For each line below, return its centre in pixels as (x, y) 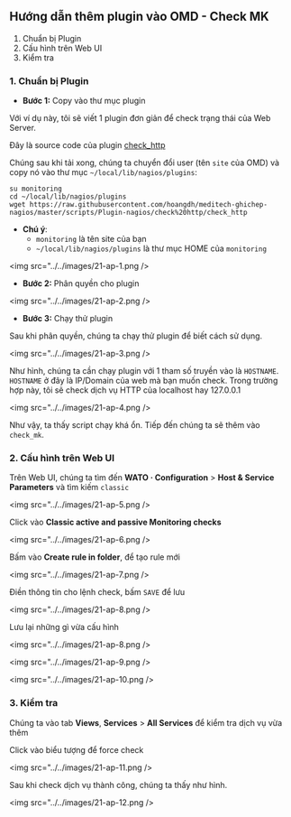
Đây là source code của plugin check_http (87, 145)
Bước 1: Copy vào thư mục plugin (84, 101)
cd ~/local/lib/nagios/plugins (68, 197)
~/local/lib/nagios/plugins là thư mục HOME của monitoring (151, 248)
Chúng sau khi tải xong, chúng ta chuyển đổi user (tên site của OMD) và (145, 162)
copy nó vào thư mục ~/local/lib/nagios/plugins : (104, 172)
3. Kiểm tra (34, 703)
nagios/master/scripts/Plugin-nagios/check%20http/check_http (128, 213)
